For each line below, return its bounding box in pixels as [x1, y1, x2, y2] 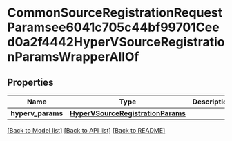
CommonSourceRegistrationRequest [7, 5, 223, 21]
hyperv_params [10, 109, 64, 118]
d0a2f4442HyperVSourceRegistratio [7, 35, 225, 50]
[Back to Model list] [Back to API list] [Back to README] [7, 126, 166, 134]
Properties [7, 76, 54, 88]
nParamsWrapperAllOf [7, 49, 139, 65]
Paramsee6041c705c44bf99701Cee [7, 19, 220, 35]
